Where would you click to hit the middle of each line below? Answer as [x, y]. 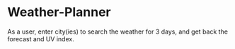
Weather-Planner [59, 12]
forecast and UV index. [41, 38]
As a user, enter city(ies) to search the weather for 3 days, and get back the [118, 31]
